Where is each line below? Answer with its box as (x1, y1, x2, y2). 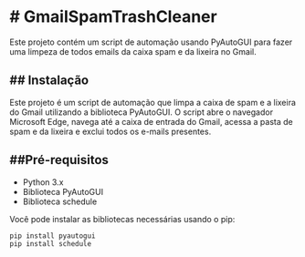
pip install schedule (9, 240, 92, 249)
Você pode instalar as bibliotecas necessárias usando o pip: (9, 213, 236, 224)
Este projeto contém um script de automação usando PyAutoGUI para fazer (9, 36, 293, 47)
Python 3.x (22, 176, 64, 188)
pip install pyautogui (9, 231, 96, 241)
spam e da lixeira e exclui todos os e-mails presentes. (9, 126, 212, 137)
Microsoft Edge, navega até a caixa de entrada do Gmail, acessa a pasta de (9, 116, 294, 127)
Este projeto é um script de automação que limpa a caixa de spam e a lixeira (9, 97, 297, 108)
